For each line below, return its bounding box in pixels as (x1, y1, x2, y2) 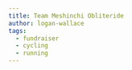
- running (15, 49, 48, 57)
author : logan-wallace (8, 19, 85, 27)
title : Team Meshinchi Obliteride (8, 11, 125, 20)
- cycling (15, 42, 48, 50)
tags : (8, 27, 27, 35)
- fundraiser (15, 34, 60, 43)
